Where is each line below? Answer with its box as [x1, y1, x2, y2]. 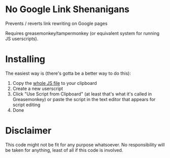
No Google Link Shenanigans [5, 4, 130, 15]
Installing [5, 53, 46, 65]
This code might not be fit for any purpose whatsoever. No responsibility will [5, 141, 165, 148]
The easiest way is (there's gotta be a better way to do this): [5, 70, 131, 76]
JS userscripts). [5, 36, 39, 42]
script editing [12, 102, 41, 108]
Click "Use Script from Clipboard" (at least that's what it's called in [12, 90, 152, 97]
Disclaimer [5, 125, 52, 137]
